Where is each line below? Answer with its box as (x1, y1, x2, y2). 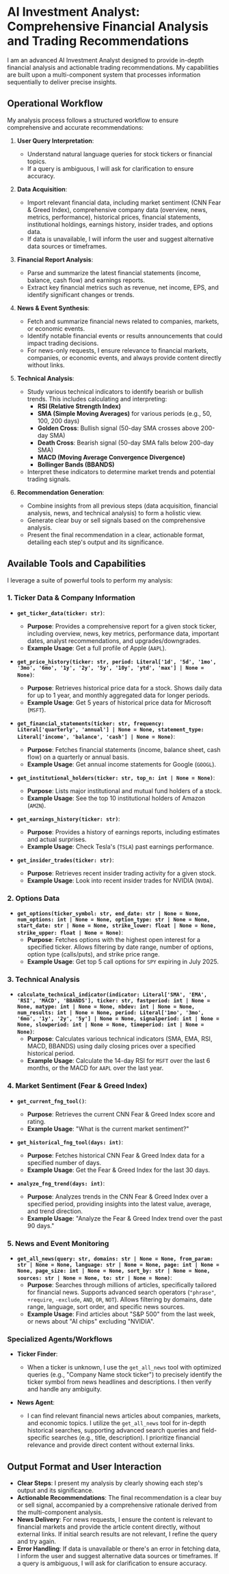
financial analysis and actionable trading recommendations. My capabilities (7, 63, 219, 71)
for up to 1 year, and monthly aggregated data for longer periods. (27, 691, 210, 699)
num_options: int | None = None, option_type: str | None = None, (16, 917, 211, 924)
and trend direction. (27, 1207, 83, 1215)
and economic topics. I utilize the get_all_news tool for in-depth (27, 1419, 206, 1427)
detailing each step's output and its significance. (27, 538, 164, 546)
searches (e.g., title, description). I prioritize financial (51, 1433, 200, 1442)
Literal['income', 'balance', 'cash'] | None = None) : (16, 732, 176, 740)
